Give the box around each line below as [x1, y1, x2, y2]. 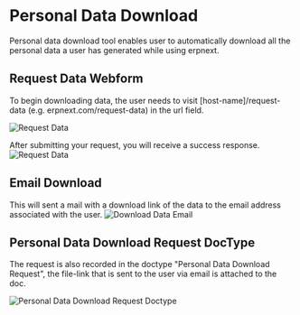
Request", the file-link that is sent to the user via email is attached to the [9, 268, 277, 280]
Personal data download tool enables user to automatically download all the [9, 35, 291, 46]
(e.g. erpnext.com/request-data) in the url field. [27, 105, 204, 116]
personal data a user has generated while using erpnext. [9, 44, 220, 55]
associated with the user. [9, 208, 103, 219]
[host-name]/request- [199, 95, 281, 106]
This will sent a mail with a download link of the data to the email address [9, 199, 282, 210]
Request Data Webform [9, 71, 144, 87]
